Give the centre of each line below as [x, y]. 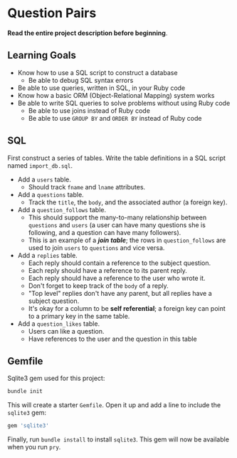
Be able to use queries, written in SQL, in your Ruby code [101, 88]
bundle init [25, 392]
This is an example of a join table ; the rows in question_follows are [127, 240]
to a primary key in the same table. [79, 316]
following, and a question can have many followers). [105, 232]
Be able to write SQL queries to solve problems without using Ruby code [124, 103]
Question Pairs [52, 13]
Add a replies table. [48, 255]
